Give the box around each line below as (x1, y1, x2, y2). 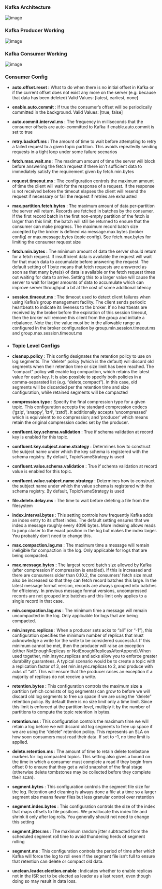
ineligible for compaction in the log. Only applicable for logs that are (12, 547, 147, 553)
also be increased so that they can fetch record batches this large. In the (12, 577, 157, 583)
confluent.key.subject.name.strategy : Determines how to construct (12, 444, 151, 450)
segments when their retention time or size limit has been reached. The (12, 364, 154, 369)
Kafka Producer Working (5, 27, 64, 34)
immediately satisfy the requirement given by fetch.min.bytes (12, 169, 134, 174)
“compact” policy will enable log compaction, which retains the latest (12, 369, 150, 375)
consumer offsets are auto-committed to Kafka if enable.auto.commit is (12, 124, 155, 130)
